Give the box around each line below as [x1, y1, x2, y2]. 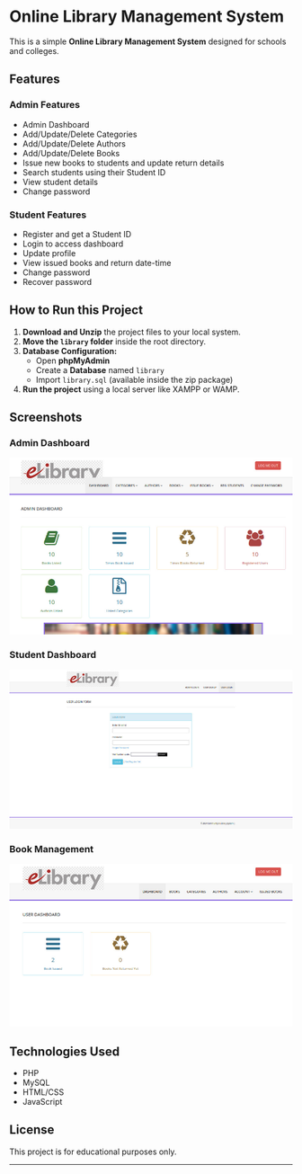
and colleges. [9, 45, 60, 56]
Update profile [22, 247, 76, 258]
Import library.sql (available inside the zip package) [35, 374, 234, 385]
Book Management [9, 842, 94, 855]
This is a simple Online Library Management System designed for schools [9, 36, 287, 47]
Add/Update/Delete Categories [22, 129, 138, 139]
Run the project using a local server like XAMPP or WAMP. [22, 384, 240, 395]
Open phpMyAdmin [35, 355, 111, 366]
